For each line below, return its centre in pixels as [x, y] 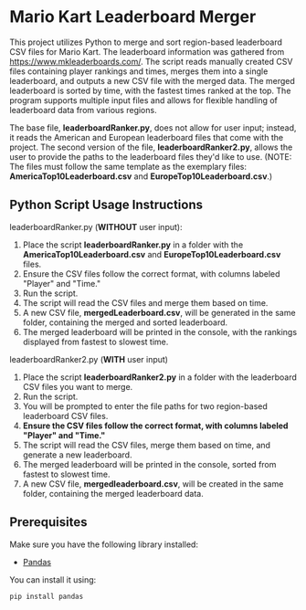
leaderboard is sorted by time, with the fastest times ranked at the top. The [150, 90]
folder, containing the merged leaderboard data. [113, 493]
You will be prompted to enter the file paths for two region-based [145, 406]
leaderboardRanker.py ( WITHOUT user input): [96, 226]
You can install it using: [53, 579]
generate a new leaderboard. [77, 455]
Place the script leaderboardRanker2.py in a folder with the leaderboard [159, 377]
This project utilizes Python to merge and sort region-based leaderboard [146, 42]
